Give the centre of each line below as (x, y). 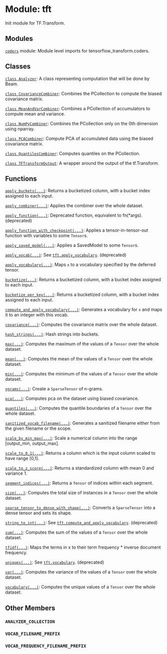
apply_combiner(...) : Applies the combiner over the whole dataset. (74, 206)
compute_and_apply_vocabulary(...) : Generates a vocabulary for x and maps (84, 310)
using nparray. (20, 129)
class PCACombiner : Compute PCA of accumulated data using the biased (79, 138)
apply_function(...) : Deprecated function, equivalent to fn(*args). (74, 215)
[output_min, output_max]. (32, 443)
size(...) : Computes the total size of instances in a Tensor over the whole (82, 493)
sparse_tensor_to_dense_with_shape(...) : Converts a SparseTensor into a (80, 508)
